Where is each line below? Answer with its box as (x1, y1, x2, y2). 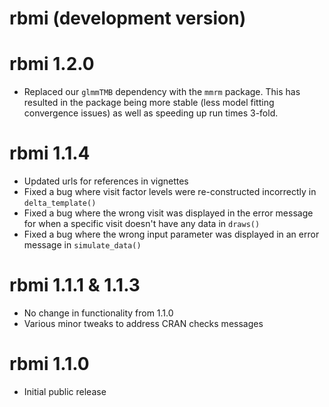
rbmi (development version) (9, 7, 247, 30)
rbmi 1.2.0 (9, 53, 95, 76)
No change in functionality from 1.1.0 (23, 307, 174, 319)
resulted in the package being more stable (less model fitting (23, 97, 275, 109)
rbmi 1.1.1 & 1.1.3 (9, 274, 141, 297)
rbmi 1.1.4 (9, 142, 91, 165)
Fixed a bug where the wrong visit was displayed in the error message (23, 207, 314, 219)
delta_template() (23, 198, 97, 209)
